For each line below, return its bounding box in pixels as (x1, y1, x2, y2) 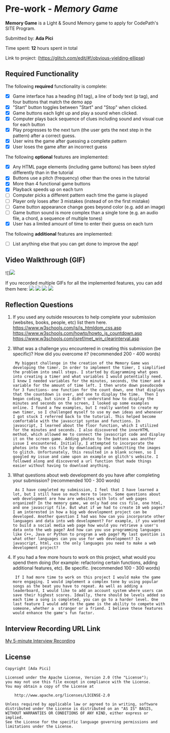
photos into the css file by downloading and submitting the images (12, 445, 161, 450)
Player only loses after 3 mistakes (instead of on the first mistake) (12, 198, 150, 204)
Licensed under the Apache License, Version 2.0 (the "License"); (5, 675, 149, 680)
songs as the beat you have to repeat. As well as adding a (12, 584, 143, 589)
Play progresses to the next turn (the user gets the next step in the (12, 127, 152, 133)
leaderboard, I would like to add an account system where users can (12, 588, 163, 594)
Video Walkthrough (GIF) (5, 256, 85, 265)
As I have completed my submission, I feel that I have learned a (15, 487, 158, 493)
